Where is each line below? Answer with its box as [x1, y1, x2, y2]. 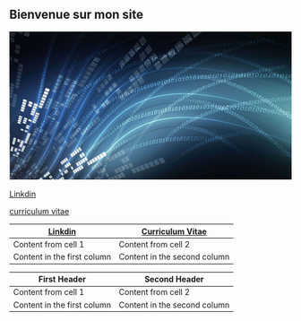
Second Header [144, 273, 204, 285]
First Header [39, 273, 87, 285]
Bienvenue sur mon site [9, 7, 144, 22]
